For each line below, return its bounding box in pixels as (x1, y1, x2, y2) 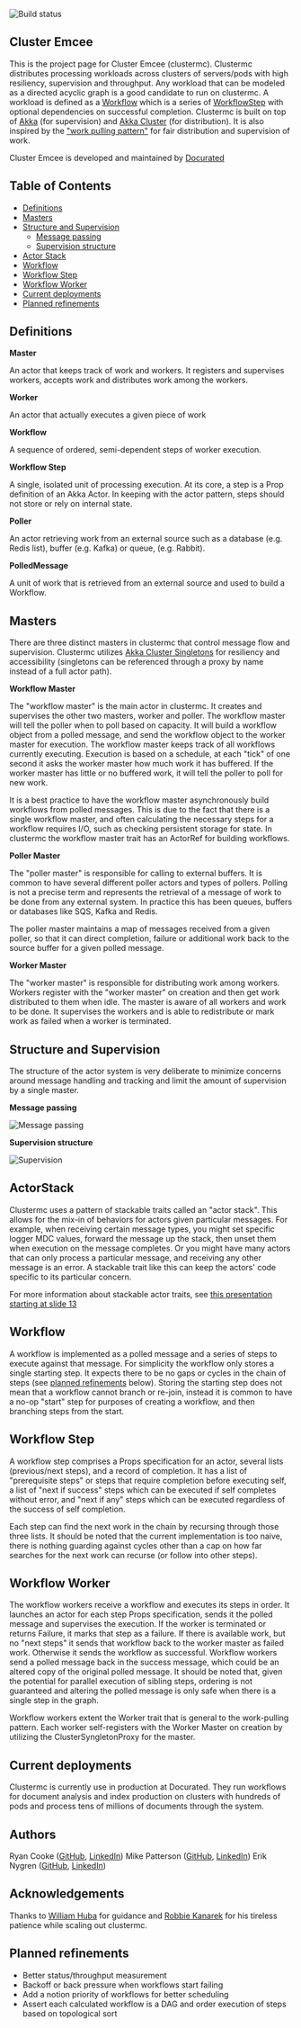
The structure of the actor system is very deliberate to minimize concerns (9, 1066, 281, 1077)
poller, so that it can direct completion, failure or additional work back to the (9, 933, 289, 944)
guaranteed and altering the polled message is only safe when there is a (9, 1685, 277, 1696)
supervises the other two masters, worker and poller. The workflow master (9, 711, 286, 722)
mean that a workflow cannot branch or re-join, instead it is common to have (9, 1386, 293, 1397)
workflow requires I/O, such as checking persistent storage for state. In (9, 823, 272, 834)
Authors (9, 1826, 57, 1842)
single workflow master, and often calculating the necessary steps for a (9, 814, 274, 825)
